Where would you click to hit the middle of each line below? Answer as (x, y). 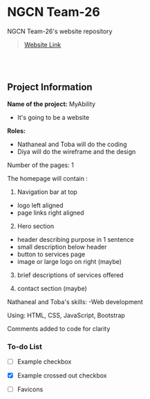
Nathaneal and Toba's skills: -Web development (75, 301)
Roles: (17, 131)
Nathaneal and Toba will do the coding (72, 144)
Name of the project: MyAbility (51, 104)
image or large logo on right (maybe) (69, 261)
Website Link (43, 44)
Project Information (50, 87)
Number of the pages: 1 (40, 165)
